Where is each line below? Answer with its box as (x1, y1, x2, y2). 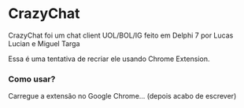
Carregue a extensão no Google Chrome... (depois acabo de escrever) (8, 92, 237, 101)
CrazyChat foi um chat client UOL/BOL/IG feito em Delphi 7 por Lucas (8, 31, 234, 40)
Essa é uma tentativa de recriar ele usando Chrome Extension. (8, 54, 210, 63)
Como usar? (8, 74, 56, 85)
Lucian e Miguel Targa (8, 38, 80, 48)
